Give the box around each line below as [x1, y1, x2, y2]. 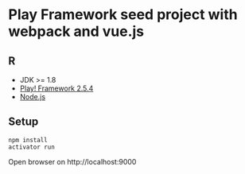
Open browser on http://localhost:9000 [8, 157, 137, 166]
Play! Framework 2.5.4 [19, 83, 94, 93]
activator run [8, 143, 56, 151]
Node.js [19, 92, 46, 101]
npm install [8, 136, 48, 144]
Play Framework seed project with [8, 6, 238, 24]
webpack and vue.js [8, 22, 145, 41]
